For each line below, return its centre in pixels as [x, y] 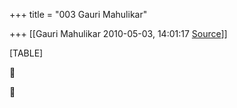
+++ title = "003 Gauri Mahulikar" [78, 14]
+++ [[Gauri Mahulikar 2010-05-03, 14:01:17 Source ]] [118, 33]
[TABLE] [26, 53]
